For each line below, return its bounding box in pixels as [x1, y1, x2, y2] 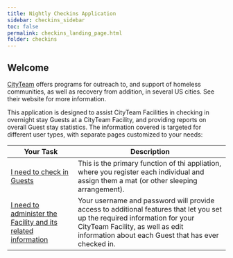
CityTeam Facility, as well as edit [77, 221, 184, 231]
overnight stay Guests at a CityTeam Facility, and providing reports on [7, 115, 207, 123]
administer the [10, 209, 58, 218]
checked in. [77, 239, 116, 248]
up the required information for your [77, 213, 195, 223]
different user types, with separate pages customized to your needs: [7, 130, 203, 139]
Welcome [7, 62, 49, 74]
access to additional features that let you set [77, 204, 222, 214]
